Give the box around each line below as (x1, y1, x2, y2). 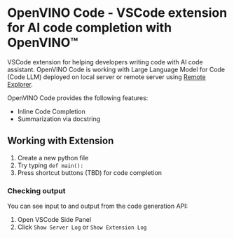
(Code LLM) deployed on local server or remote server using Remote (7, 72, 206, 81)
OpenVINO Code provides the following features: (7, 93, 149, 102)
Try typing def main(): (17, 161, 84, 169)
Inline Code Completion (17, 107, 85, 115)
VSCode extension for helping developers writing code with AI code (7, 57, 203, 66)
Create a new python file (17, 153, 89, 162)
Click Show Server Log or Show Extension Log (17, 223, 147, 232)
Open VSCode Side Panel (17, 216, 92, 224)
